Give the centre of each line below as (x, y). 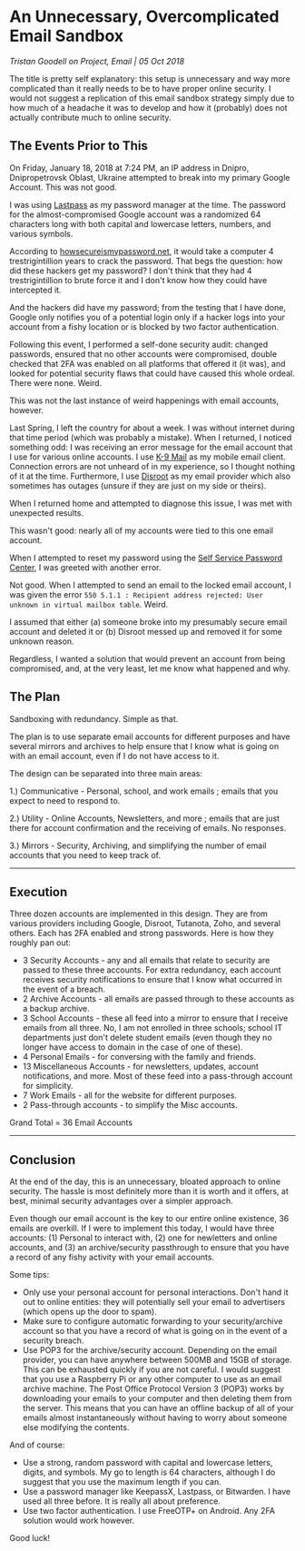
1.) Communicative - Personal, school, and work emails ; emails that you (144, 791)
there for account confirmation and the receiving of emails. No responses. (148, 827)
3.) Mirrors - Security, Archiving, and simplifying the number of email (138, 845)
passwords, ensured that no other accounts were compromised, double (143, 354)
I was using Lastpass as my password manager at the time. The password (148, 204)
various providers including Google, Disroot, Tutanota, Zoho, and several (145, 924)
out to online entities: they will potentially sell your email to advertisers (154, 1302)
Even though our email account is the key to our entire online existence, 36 (149, 1219)
